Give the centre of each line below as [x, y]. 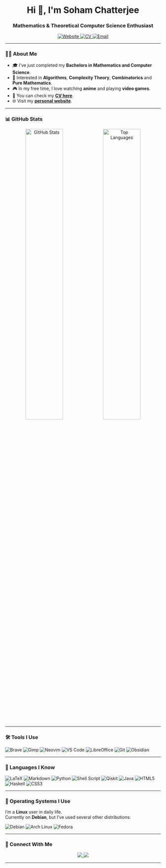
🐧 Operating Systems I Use [38, 801]
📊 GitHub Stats [24, 119]
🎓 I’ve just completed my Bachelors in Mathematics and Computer [82, 65]
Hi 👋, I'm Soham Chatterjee [83, 10]
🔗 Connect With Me [29, 844]
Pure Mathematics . [32, 83]
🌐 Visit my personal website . [42, 101]
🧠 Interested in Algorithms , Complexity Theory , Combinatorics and [82, 77]
